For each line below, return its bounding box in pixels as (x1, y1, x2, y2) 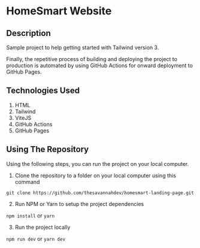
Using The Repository (6, 144, 89, 155)
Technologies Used (6, 86, 80, 96)
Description (6, 28, 51, 38)
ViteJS (14, 114, 32, 121)
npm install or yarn (6, 211, 55, 219)
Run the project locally (14, 223, 71, 231)
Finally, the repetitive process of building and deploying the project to (6, 56, 178, 62)
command (14, 178, 40, 185)
